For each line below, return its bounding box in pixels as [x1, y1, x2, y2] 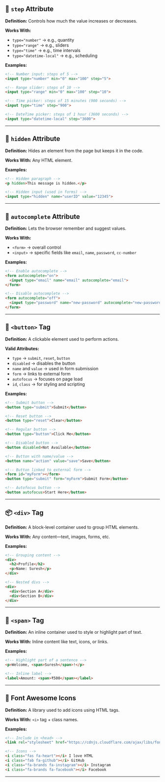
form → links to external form [12, 371, 71, 377]
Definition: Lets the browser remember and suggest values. [5, 225, 127, 231]
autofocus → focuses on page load [12, 376, 83, 382]
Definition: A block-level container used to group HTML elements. [5, 524, 139, 530]
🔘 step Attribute [5, 5, 54, 13]
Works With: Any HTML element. [5, 157, 73, 163]
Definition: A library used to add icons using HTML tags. [5, 707, 120, 713]
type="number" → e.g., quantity [12, 37, 75, 43]
